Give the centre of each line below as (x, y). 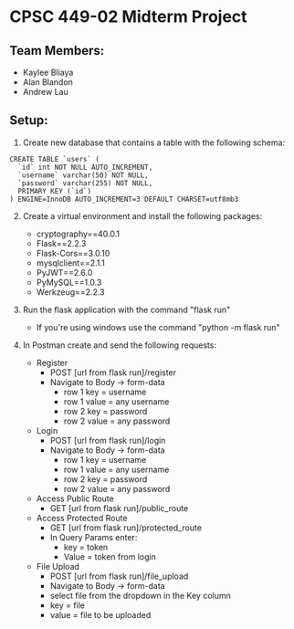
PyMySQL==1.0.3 (69, 282)
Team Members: (57, 51)
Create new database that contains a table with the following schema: (154, 142)
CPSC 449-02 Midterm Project (129, 17)
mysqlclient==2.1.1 (70, 263)
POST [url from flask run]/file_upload (119, 576)
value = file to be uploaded (100, 614)
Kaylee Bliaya (48, 72)
